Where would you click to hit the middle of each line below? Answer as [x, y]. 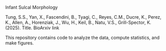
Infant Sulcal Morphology [32, 7]
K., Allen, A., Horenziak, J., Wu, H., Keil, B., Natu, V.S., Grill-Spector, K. [78, 22]
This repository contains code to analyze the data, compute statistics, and [82, 38]
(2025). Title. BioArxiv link [32, 28]
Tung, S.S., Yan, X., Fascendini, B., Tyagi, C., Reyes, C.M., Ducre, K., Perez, [84, 17]
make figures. [19, 43]
